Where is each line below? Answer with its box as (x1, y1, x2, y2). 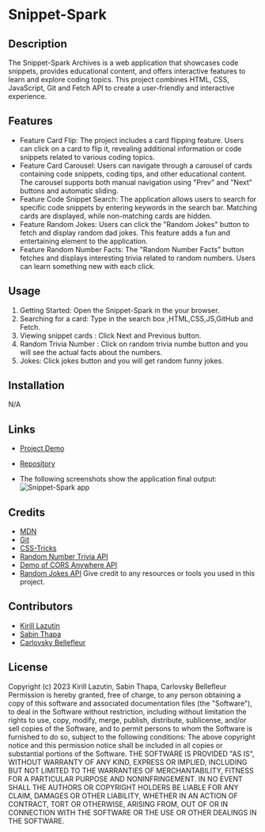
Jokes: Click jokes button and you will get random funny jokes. (19, 356, 224, 365)
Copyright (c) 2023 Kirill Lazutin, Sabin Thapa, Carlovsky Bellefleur (8, 682, 227, 691)
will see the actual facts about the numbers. (19, 347, 163, 357)
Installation (8, 379, 65, 392)
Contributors (8, 599, 74, 614)
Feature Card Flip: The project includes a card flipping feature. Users (19, 135, 244, 145)
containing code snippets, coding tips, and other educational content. (19, 168, 247, 179)
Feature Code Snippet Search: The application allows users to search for (19, 194, 257, 203)
